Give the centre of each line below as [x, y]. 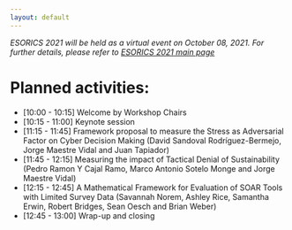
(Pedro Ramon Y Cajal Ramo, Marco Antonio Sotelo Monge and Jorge [149, 168]
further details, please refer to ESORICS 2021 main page [112, 52]
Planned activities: [80, 87]
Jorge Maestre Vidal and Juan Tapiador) [96, 149]
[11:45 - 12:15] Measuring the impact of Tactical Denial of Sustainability [151, 159]
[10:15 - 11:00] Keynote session [79, 121]
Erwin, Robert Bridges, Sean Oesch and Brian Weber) [120, 206]
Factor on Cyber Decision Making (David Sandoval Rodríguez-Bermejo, [152, 140]
